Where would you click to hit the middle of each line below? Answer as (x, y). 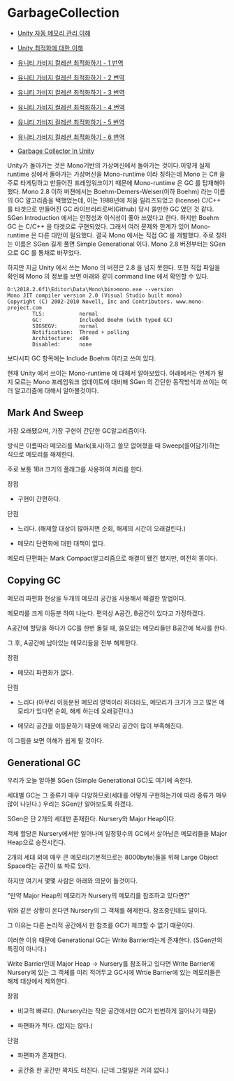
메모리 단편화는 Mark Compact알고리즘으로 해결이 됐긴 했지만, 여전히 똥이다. (112, 558)
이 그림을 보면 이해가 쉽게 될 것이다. (56, 740)
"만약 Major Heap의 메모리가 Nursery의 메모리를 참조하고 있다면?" (99, 896)
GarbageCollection (64, 13)
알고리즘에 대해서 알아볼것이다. (57, 390)
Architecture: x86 (61, 338)
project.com (24, 308)
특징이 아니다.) (27, 949)
